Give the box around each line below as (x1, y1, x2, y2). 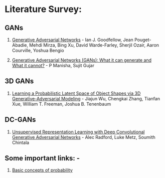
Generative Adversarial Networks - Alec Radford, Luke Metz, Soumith (12, 134, 156, 140)
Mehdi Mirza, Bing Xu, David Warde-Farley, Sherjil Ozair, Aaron (29, 42, 159, 48)
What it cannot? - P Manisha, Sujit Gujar (12, 63, 95, 68)
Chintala (12, 139, 30, 145)
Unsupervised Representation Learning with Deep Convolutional (12, 129, 145, 135)
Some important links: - (5, 154, 80, 162)
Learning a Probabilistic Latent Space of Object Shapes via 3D (12, 90, 141, 96)
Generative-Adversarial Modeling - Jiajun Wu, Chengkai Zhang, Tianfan (12, 95, 160, 101)
